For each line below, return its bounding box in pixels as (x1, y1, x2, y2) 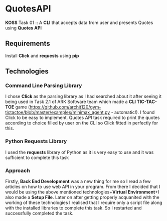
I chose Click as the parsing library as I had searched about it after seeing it (5, 93, 162, 99)
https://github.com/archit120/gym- (30, 104, 101, 110)
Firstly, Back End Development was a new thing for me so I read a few (5, 178, 151, 184)
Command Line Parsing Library (5, 82, 82, 89)
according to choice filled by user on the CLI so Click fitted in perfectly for (5, 120, 158, 126)
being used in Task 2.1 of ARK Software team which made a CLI (5, 98, 136, 105)
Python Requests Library (5, 138, 67, 145)
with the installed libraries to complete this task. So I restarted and (5, 205, 142, 211)
